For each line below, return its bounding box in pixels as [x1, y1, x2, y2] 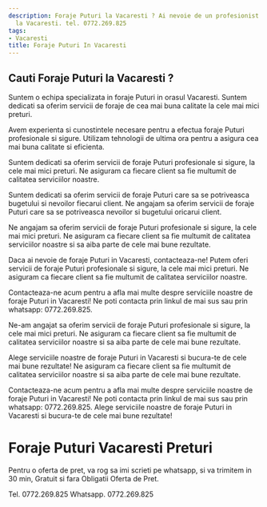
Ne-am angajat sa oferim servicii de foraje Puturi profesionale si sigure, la [8, 320, 250, 329]
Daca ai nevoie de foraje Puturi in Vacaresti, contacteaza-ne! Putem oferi [8, 255, 249, 264]
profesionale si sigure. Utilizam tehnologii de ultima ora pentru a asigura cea [8, 133, 259, 143]
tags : [8, 26, 26, 34]
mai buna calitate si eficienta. [8, 142, 106, 151]
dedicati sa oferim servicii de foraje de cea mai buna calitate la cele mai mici [8, 101, 260, 111]
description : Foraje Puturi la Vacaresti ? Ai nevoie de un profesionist [8, 11, 260, 20]
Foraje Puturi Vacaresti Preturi [8, 439, 213, 457]
